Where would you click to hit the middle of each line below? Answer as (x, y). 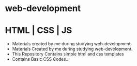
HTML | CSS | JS (38, 31)
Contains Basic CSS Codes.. (40, 59)
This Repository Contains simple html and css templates (68, 54)
